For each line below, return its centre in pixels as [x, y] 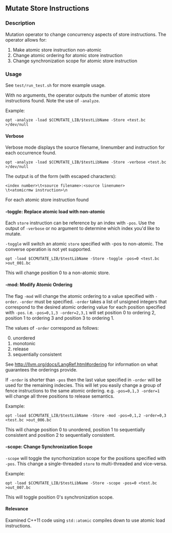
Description [20, 23]
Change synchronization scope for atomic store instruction [75, 61]
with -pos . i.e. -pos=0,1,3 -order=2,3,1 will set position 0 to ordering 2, [81, 312]
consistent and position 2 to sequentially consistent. [60, 435]
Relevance [17, 509]
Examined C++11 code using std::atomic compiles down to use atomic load [85, 520]
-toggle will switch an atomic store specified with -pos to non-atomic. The [84, 244]
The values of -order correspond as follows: [52, 328]
